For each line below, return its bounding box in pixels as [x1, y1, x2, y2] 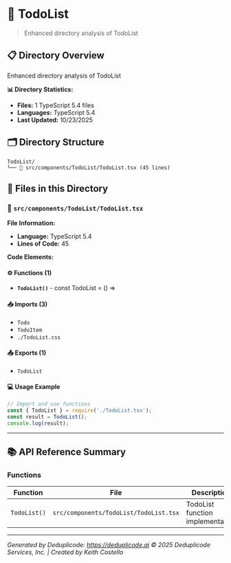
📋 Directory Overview [7, 49, 104, 61]
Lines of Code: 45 [16, 240, 69, 248]
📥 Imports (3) [7, 300, 48, 309]
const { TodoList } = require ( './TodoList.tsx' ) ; [7, 407, 153, 414]
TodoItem [16, 327, 43, 333]
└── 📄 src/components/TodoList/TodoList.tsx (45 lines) [7, 164, 170, 171]
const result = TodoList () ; [7, 413, 88, 420]
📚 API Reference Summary [7, 446, 126, 458]
